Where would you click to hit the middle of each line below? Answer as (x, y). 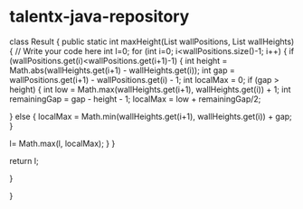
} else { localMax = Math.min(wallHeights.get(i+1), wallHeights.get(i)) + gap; (151, 116)
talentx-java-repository (99, 17)
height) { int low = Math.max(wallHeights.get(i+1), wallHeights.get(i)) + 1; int (150, 89)
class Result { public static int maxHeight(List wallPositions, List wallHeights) (152, 41)
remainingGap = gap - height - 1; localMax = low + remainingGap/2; (135, 99)
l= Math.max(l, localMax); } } (62, 143)
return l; (24, 160)
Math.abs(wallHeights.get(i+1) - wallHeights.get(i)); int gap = (122, 70)
